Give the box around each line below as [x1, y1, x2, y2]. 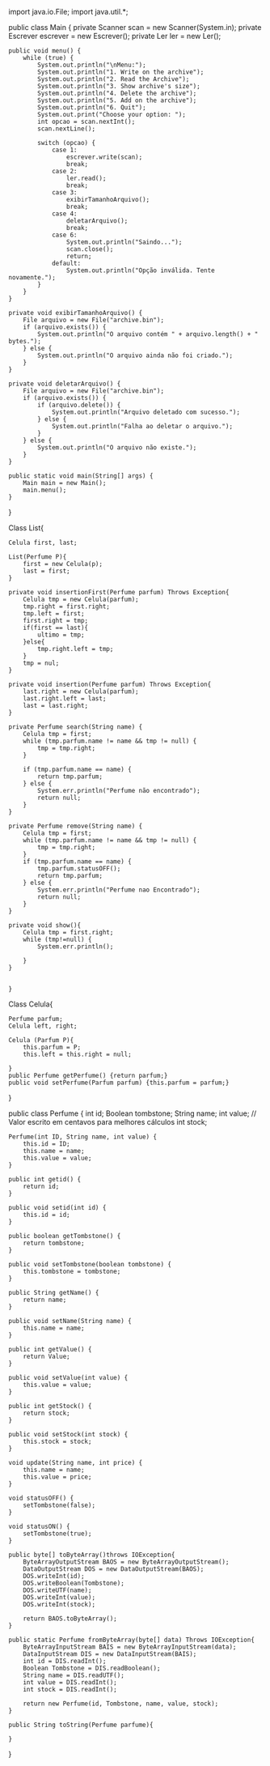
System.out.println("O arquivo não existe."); [37, 444, 197, 452]
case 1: [51, 146, 78, 154]
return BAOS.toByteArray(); [23, 1615, 117, 1623]
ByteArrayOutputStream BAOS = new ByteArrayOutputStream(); [23, 1558, 230, 1566]
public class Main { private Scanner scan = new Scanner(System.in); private [8, 23, 262, 32]
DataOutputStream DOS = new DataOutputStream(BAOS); [23, 1565, 205, 1573]
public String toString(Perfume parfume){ [8, 1721, 154, 1729]
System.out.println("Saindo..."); [65, 238, 183, 246]
